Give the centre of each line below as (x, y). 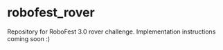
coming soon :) (29, 38)
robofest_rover (51, 13)
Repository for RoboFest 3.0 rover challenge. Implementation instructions (111, 32)
